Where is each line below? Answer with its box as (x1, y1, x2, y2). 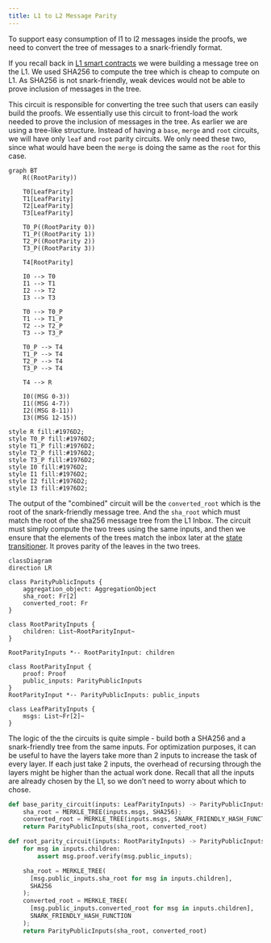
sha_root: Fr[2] (23, 592, 78, 600)
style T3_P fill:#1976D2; (8, 456, 95, 464)
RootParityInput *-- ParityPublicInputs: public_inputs (8, 691, 200, 699)
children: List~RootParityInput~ (23, 627, 135, 636)
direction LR (8, 564, 52, 572)
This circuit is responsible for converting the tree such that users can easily (8, 99, 259, 109)
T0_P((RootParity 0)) (23, 223, 95, 231)
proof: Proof (23, 670, 67, 678)
